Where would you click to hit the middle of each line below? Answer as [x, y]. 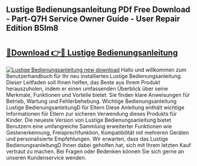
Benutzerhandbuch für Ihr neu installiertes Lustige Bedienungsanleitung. [94, 76]
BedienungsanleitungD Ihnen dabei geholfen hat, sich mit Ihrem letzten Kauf [98, 145]
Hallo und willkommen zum [154, 70]
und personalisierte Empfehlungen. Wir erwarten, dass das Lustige [87, 139]
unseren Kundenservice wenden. [46, 158]
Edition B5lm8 [32, 28]
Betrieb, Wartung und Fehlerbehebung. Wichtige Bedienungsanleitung [91, 101]
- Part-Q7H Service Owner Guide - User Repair [93, 19]
